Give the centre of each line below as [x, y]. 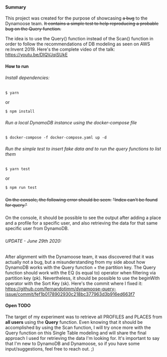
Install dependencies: [27, 78]
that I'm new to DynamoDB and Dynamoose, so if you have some [72, 343]
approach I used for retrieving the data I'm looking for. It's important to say [82, 338]
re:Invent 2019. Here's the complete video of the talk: [60, 49]
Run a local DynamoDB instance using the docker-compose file [71, 122]
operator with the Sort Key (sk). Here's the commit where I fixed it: [74, 283]
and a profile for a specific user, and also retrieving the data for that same [81, 223]
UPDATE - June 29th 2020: [33, 241]
